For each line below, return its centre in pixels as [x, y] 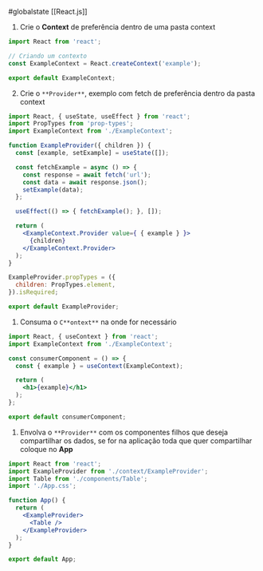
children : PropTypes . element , [65, 285]
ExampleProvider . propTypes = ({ [62, 278]
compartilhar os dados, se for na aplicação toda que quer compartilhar [136, 440]
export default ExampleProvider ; [64, 307]
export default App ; [43, 559]
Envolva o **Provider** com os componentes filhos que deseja [124, 432]
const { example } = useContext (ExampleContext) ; [99, 366]
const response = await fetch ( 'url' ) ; [87, 175]
